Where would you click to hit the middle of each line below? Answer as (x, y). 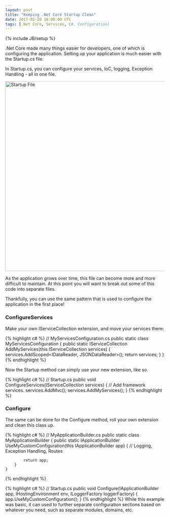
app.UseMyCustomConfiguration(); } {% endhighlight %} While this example (85, 499)
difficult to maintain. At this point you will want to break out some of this (80, 284)
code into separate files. (30, 289)
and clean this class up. (30, 425)
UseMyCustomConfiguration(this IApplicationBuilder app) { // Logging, (79, 446)
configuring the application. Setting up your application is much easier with (83, 54)
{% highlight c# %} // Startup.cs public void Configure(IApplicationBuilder (82, 488)
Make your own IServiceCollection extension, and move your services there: (85, 328)
